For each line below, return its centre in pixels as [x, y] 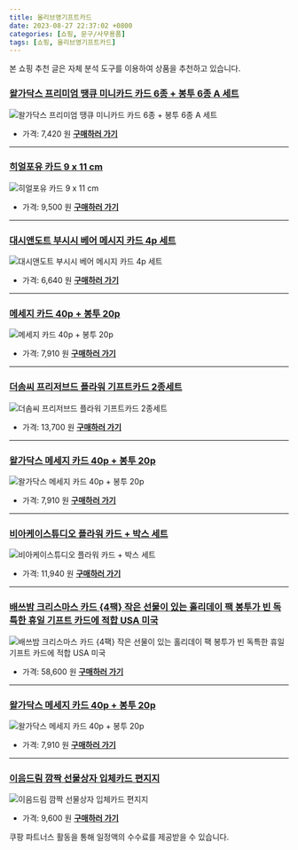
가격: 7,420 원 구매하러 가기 [70, 133]
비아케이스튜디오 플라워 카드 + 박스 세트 [89, 533]
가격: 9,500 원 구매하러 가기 [71, 207]
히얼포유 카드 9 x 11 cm [56, 167]
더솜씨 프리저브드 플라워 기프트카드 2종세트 [96, 387]
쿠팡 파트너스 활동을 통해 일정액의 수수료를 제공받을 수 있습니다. [119, 837]
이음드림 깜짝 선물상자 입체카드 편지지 [85, 778]
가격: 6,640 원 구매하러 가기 [71, 280]
